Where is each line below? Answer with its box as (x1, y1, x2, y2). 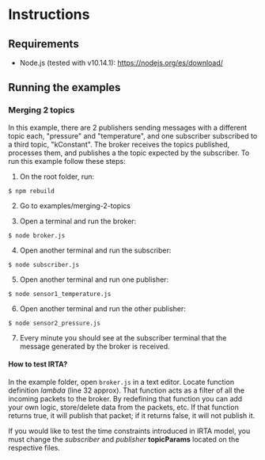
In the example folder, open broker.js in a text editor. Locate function (8, 377, 235, 386)
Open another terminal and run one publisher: (19, 275, 168, 284)
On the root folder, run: (19, 172, 95, 181)
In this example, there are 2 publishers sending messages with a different (8, 123, 248, 132)
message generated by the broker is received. (19, 341, 170, 351)
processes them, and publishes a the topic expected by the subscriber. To (8, 148, 250, 158)
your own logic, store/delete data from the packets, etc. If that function (8, 402, 239, 412)
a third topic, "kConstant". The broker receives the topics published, (8, 139, 230, 149)
